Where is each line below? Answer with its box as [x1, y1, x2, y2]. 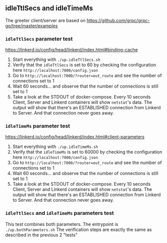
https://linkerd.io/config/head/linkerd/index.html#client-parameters [5, 134, 145, 140]
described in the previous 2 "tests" [5, 231, 78, 238]
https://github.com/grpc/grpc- [86, 17, 150, 23]
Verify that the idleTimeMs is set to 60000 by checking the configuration [12, 149, 162, 155]
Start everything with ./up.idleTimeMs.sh [12, 143, 98, 150]
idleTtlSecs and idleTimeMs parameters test [5, 210, 115, 217]
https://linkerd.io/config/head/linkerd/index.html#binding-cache [5, 47, 138, 53]
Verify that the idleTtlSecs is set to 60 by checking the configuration [12, 62, 156, 68]
